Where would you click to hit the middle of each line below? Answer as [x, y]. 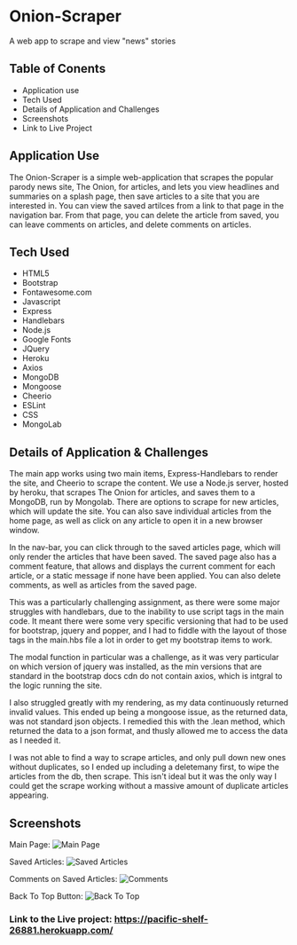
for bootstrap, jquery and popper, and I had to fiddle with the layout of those [148, 631]
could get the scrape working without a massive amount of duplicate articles [149, 786]
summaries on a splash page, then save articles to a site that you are [134, 196]
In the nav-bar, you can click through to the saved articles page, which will [145, 547]
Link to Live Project [57, 128]
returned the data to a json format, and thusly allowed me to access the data [148, 731]
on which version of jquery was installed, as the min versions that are [136, 666]
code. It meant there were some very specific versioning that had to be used [149, 621]
